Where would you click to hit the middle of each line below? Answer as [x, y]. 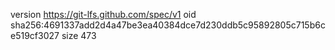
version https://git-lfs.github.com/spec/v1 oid [103, 14]
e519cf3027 [35, 35]
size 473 [79, 35]
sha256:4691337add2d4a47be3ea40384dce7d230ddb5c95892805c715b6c [168, 25]
